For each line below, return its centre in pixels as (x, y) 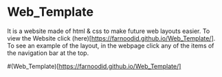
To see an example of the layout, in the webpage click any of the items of (111, 45)
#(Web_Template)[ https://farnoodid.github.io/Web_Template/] (94, 66)
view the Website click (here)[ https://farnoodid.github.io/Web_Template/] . (111, 38)
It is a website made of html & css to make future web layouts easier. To (109, 31)
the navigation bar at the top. (48, 53)
